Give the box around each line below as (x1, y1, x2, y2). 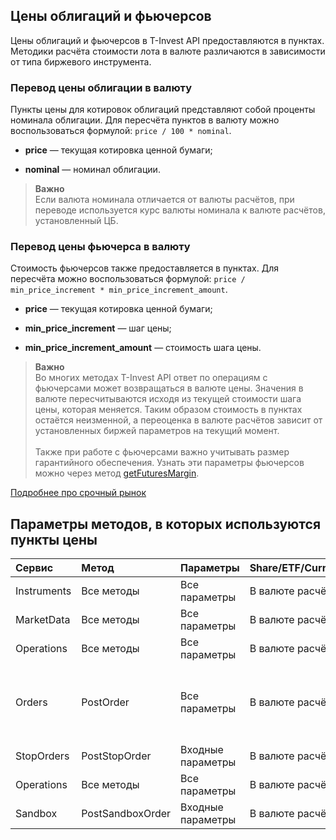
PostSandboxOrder (81, 807, 172, 821)
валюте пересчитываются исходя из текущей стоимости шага (34, 393, 302, 405)
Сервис (15, 561, 54, 575)
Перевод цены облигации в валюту (10, 80, 193, 94)
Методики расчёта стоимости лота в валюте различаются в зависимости (10, 45, 326, 57)
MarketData (15, 613, 71, 627)
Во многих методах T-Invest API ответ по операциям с (34, 372, 268, 384)
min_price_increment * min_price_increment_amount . (10, 284, 228, 296)
